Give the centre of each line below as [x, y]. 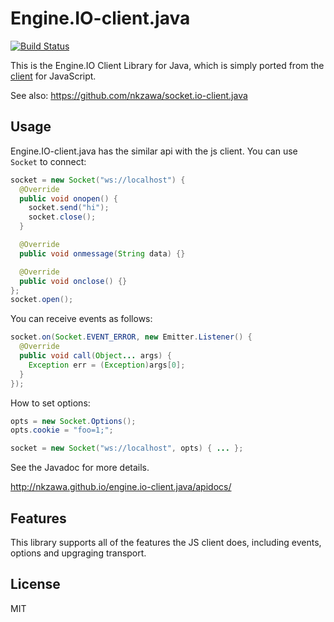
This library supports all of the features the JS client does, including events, [166, 542]
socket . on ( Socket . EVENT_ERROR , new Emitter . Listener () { [131, 337]
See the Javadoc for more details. [80, 468]
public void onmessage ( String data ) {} [102, 253]
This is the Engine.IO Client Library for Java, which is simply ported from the [167, 65]
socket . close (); [62, 217]
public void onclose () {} [73, 281]
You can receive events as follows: [81, 319]
